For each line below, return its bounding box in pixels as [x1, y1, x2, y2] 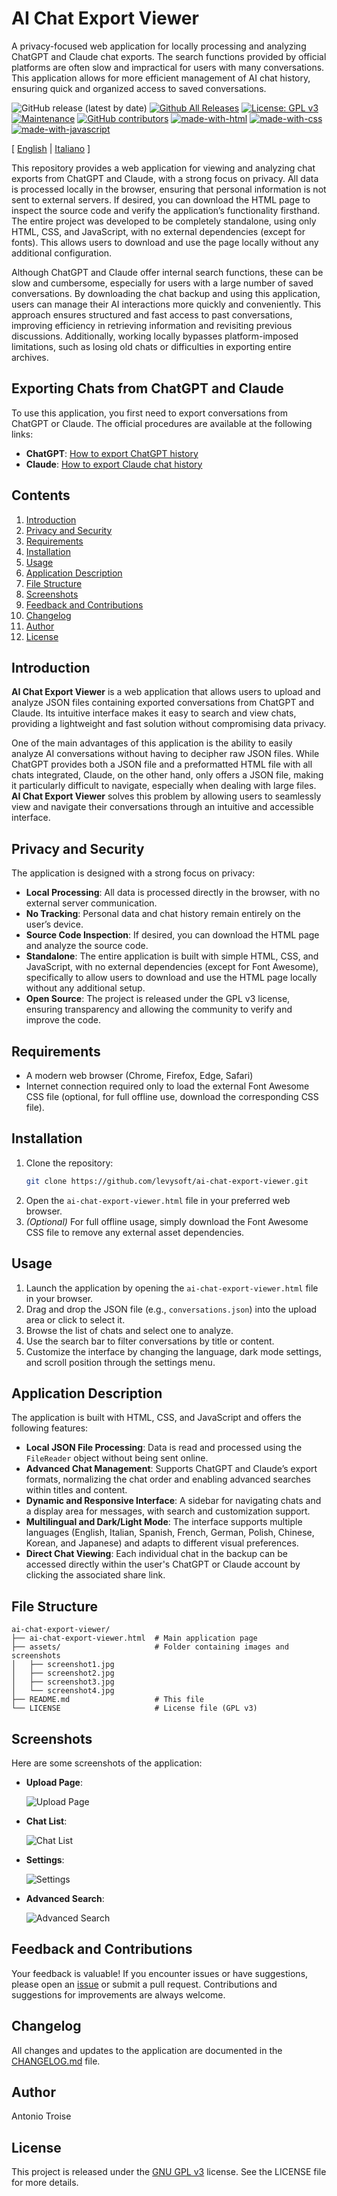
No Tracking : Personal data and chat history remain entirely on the [25, 908, 301, 920]
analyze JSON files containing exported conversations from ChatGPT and [11, 697, 315, 709]
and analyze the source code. [25, 940, 149, 952]
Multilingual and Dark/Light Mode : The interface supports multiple [25, 1516, 303, 1528]
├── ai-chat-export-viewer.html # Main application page [11, 1633, 258, 1644]
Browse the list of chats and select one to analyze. [25, 1324, 234, 1336]
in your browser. [25, 1292, 94, 1304]
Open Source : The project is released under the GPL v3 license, [25, 993, 291, 1005]
